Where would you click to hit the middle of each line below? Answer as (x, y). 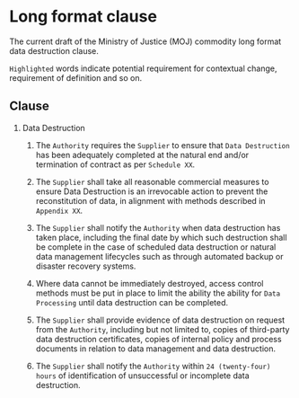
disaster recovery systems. (86, 266)
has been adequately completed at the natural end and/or (142, 155)
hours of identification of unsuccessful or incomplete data (142, 376)
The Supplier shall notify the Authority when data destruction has (158, 227)
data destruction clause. (54, 50)
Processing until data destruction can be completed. (132, 302)
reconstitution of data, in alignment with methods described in (151, 200)
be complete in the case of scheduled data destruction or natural (156, 247)
